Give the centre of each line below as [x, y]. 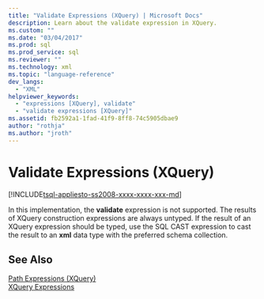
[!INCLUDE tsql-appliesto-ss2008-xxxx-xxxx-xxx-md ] [95, 194]
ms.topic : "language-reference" [61, 74]
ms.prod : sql [30, 45]
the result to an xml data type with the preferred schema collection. [118, 235]
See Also [30, 259]
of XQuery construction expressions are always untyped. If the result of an [130, 218]
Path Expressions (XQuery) [52, 278]
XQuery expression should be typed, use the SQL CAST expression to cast [130, 226]
